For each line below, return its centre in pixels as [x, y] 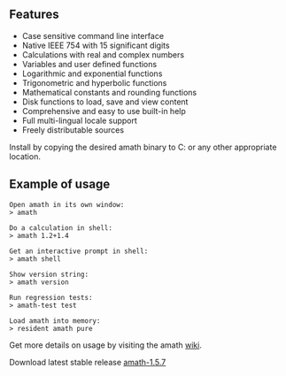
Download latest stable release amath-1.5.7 [88, 362]
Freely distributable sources [73, 130]
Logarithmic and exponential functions [92, 73]
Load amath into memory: [55, 321]
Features [34, 15]
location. [25, 156]
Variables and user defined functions [89, 64]
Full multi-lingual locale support [79, 120]
